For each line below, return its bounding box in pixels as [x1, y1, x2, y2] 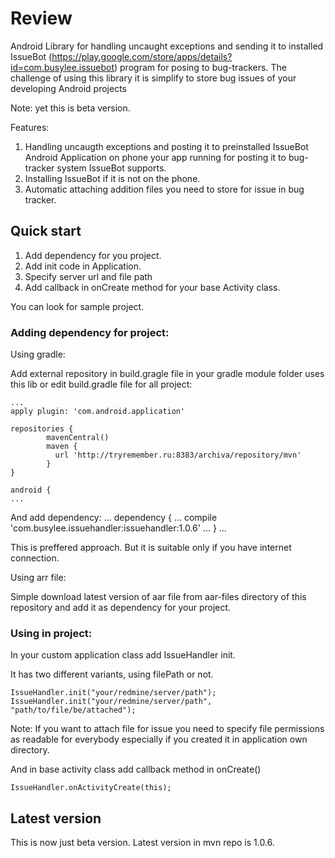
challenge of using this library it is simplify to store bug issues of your [10, 72, 297, 84]
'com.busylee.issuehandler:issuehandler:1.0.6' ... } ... [10, 522, 227, 534]
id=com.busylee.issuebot [10, 61, 115, 73]
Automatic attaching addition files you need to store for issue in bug [24, 183, 305, 195]
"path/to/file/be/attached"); [10, 705, 137, 716]
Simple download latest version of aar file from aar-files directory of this [10, 591, 307, 603]
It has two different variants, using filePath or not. [10, 668, 214, 681]
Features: [10, 121, 50, 133]
